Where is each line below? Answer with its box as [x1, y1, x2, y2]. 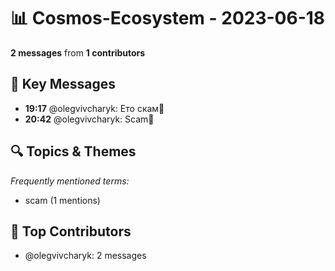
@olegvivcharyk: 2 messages [24, 250, 147, 262]
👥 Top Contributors [10, 223, 132, 240]
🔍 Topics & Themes [10, 143, 137, 160]
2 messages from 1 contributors [10, 46, 146, 59]
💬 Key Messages [10, 76, 117, 93]
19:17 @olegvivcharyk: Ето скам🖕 [24, 102, 165, 114]
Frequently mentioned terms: [10, 175, 130, 187]
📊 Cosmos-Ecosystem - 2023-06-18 [10, 7, 326, 30]
